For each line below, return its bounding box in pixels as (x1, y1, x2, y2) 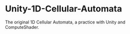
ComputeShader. (5, 24, 39, 30)
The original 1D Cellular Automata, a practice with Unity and (5, 19, 126, 25)
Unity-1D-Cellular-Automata (5, 3, 122, 14)
